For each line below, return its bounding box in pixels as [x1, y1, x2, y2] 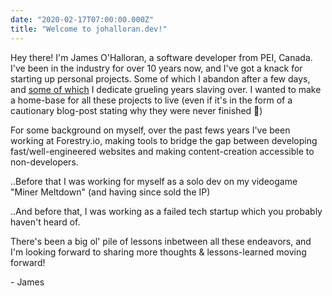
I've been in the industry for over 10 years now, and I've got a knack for [10, 62, 303, 74]
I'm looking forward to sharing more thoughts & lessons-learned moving [10, 246, 307, 258]
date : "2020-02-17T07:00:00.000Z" [10, 14, 155, 25]
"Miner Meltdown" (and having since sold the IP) [10, 186, 211, 198]
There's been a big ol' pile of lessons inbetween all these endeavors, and [10, 235, 312, 247]
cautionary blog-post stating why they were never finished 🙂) [10, 104, 263, 116]
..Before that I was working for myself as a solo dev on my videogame [10, 175, 298, 187]
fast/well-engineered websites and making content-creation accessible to [10, 145, 315, 157]
